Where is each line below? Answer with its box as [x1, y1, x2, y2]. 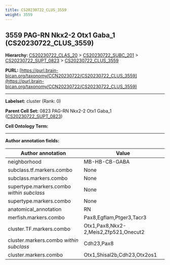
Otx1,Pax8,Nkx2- [83, 222, 126, 230]
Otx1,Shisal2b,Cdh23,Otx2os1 [83, 251, 157, 258]
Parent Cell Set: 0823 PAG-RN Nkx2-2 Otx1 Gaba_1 [5, 108, 112, 114]
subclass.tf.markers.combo [8, 167, 72, 174]
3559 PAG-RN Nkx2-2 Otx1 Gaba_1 [5, 31, 115, 40]
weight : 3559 [5, 12, 33, 17]
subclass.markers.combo [8, 175, 68, 182]
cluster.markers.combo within [8, 237, 78, 244]
